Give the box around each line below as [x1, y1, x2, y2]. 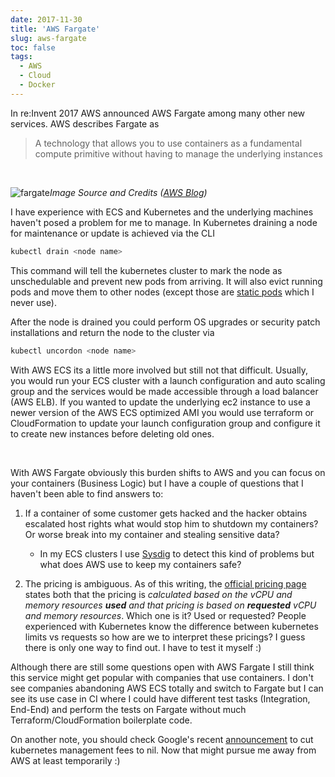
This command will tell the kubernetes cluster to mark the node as [10, 264, 283, 276]
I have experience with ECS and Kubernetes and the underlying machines [10, 206, 314, 218]
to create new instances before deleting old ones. [10, 427, 215, 440]
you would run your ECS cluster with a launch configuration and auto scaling [10, 374, 326, 386]
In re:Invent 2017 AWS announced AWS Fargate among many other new [10, 107, 306, 119]
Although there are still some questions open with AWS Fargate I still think [10, 661, 315, 673]
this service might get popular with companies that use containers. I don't [10, 671, 314, 683]
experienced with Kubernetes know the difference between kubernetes [24, 620, 319, 632]
